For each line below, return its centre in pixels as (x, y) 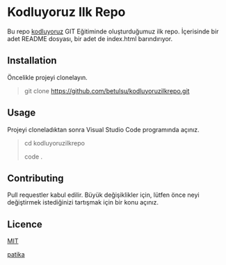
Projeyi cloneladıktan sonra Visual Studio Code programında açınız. (103, 129)
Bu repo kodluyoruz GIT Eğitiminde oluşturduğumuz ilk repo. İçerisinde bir (113, 31)
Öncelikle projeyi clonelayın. (48, 77)
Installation (32, 61)
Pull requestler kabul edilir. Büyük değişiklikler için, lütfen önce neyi (103, 195)
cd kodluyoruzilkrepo (55, 143)
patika (16, 255)
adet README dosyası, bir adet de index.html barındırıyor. (90, 38)
